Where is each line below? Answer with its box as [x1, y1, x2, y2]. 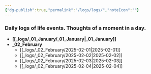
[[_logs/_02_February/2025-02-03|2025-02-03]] [19, 57, 123, 64]
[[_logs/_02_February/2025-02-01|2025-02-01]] [19, 46, 120, 53]
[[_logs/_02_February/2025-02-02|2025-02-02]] [19, 52, 123, 58]
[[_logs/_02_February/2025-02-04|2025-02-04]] [19, 63, 123, 69]
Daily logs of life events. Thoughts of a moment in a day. [5, 24, 146, 31]
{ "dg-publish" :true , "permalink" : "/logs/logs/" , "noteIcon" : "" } [5, 7, 139, 13]
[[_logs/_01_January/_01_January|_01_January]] [12, 36, 116, 42]
